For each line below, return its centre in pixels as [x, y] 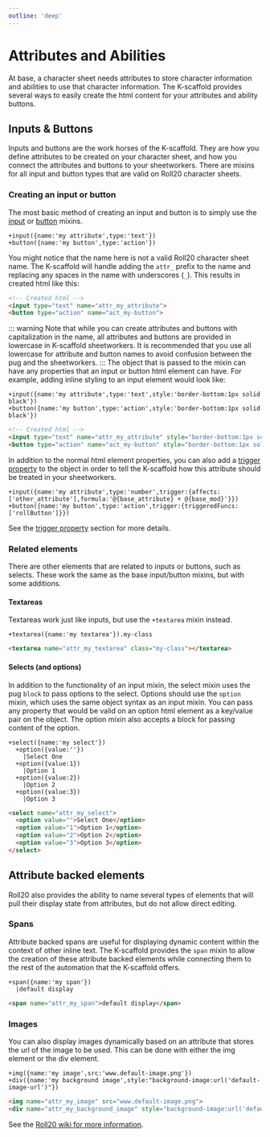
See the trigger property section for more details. [90, 527]
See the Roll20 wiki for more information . [76, 1124]
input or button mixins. [45, 221]
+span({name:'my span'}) [50, 982]
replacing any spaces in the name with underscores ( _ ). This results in [125, 275]
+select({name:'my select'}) [57, 742]
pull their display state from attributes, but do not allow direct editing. [123, 903]
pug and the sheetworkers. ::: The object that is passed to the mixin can [127, 362]
